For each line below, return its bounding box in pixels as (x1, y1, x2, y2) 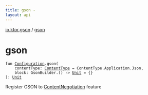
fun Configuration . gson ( (5, 61, 59, 67)
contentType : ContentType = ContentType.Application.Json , (14, 66, 144, 71)
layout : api (5, 12, 31, 17)
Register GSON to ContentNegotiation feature (5, 84, 102, 90)
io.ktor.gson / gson (5, 26, 45, 32)
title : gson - (5, 7, 36, 13)
